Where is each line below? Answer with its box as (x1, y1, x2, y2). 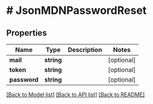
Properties (6, 28, 47, 38)
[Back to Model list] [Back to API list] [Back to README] (6, 91, 145, 98)
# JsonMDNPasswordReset (6, 4, 147, 18)
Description (67, 46, 103, 54)
